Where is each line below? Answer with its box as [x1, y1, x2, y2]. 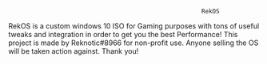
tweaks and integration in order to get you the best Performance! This [8, 30, 238, 39]
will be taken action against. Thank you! [8, 47, 139, 55]
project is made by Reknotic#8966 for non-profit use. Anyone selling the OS [8, 38, 259, 47]
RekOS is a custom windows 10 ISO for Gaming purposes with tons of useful [8, 21, 260, 31]
